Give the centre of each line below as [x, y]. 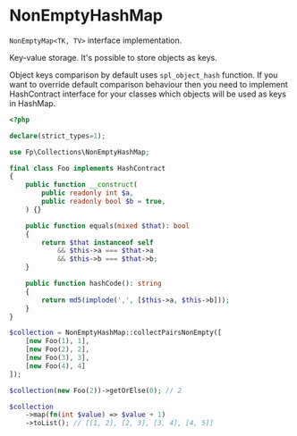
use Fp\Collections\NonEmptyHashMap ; [80, 152]
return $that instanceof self [98, 242]
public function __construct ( [82, 185]
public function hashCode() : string [94, 284]
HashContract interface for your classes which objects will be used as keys [148, 94]
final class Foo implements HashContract [88, 168]
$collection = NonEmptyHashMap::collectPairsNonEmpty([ [115, 333]
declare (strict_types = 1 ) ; [57, 136]
